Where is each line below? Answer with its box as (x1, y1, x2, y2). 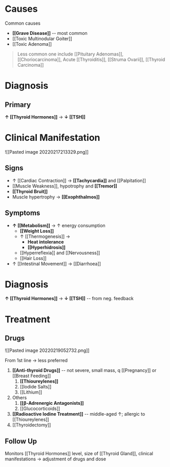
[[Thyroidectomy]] (12, 422, 51, 428)
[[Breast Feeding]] (12, 373, 51, 379)
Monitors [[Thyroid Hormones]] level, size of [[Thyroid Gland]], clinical (5, 451, 153, 457)
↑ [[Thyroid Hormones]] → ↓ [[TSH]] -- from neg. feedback (5, 295, 134, 302)
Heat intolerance (27, 238, 65, 245)
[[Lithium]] (19, 389, 42, 396)
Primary (5, 100, 31, 109)
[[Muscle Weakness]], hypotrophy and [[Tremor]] (12, 183, 117, 189)
